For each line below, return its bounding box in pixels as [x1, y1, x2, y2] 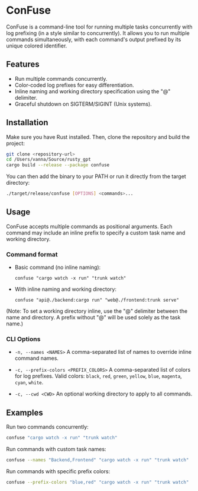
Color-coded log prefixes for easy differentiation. [14, 81, 134, 88]
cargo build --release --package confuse [6, 162, 110, 168]
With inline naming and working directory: [14, 286, 117, 293]
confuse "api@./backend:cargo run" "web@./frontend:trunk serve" [14, 297, 179, 303]
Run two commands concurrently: [6, 423, 89, 430]
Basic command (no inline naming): [14, 264, 101, 271]
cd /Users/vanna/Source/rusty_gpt [6, 157, 92, 163]
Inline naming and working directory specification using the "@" [14, 87, 171, 95]
